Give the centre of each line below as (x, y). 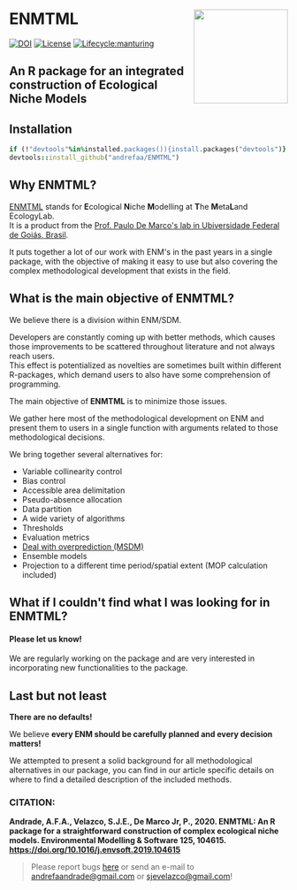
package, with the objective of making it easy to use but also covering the (144, 261)
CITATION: (32, 802)
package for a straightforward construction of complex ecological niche (144, 831)
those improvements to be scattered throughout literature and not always (142, 346)
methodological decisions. (57, 437)
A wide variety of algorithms (73, 518)
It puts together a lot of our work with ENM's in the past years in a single (141, 251)
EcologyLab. (32, 216)
